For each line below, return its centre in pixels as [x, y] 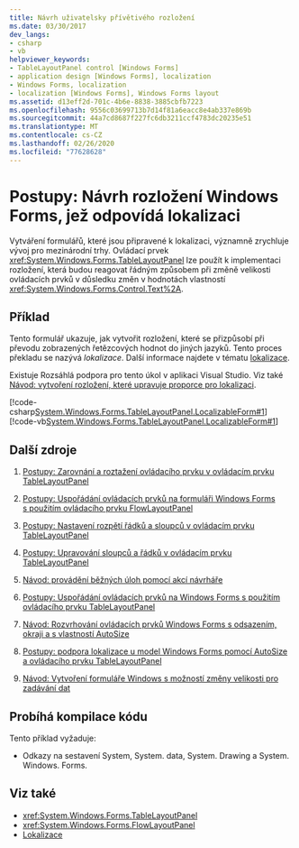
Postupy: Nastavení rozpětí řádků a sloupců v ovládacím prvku [138, 526]
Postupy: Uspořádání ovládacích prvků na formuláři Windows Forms [149, 499]
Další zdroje [43, 450]
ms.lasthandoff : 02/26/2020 [62, 143]
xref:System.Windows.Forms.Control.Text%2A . [97, 289]
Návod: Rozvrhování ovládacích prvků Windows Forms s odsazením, [149, 624]
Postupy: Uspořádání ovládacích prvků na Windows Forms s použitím [151, 597]
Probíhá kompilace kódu [78, 717]
